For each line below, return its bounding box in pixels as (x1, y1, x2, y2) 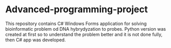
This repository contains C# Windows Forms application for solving (5, 20, 147, 27)
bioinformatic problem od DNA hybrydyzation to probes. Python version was (5, 26, 166, 32)
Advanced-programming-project (5, 4, 148, 15)
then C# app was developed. (5, 37, 66, 43)
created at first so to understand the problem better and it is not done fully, (5, 31, 162, 37)
